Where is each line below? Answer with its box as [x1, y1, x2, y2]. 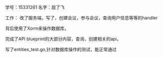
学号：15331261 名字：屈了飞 [5, 4, 65, 10]
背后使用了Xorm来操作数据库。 [5, 25, 69, 31]
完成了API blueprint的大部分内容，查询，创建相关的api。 [5, 36, 121, 42]
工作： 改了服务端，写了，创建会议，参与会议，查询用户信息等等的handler [5, 15, 158, 21]
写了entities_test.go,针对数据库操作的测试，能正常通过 [5, 47, 116, 52]
